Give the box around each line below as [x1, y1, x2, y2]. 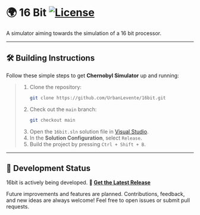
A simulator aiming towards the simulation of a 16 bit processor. [6, 29, 162, 37]
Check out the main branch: [29, 106, 97, 113]
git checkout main [29, 117, 76, 123]
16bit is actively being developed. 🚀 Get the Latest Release [6, 179, 151, 186]
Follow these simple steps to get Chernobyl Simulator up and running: [6, 72, 180, 79]
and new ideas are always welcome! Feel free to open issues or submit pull [6, 197, 190, 204]
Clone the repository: [29, 83, 82, 90]
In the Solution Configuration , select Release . [29, 134, 142, 141]
